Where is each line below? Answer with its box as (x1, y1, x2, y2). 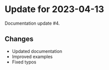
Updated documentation (11, 48, 62, 54)
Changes (4, 35, 33, 43)
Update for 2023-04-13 (4, 4, 104, 15)
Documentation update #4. (4, 20, 60, 26)
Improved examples (11, 53, 53, 59)
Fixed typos (11, 59, 36, 65)
